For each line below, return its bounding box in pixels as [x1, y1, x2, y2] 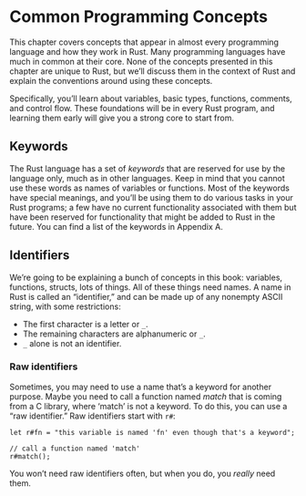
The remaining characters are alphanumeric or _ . [22, 328, 207, 339]
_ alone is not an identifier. [22, 337, 122, 348]
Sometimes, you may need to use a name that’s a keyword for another [9, 381, 271, 392]
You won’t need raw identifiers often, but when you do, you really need [9, 468, 276, 479]
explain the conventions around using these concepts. [9, 75, 213, 86]
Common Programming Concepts [9, 6, 269, 27]
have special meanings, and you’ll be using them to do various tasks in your [9, 191, 294, 202]
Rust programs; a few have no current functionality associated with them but [9, 201, 297, 212]
